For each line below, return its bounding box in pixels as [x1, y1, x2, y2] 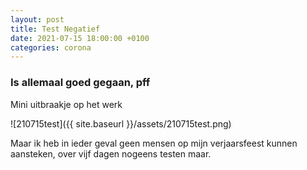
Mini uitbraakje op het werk [10, 98, 123, 110]
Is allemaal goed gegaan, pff [10, 76, 151, 90]
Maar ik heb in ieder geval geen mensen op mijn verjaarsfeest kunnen [10, 137, 298, 149]
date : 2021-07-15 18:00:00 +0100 [10, 33, 150, 43]
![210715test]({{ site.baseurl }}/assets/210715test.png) [10, 117, 232, 130]
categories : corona [10, 42, 92, 53]
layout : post [10, 14, 65, 25]
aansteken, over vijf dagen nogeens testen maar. [10, 147, 212, 160]
